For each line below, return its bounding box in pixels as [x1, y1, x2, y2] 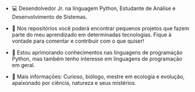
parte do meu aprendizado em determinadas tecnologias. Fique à [11, 31, 172, 38]
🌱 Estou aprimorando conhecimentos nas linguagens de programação [11, 49, 183, 56]
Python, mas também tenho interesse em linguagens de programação [11, 55, 183, 62]
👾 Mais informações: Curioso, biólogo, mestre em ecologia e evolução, [11, 73, 185, 80]
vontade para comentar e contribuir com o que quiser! [11, 37, 145, 45]
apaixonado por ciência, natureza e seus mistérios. [11, 80, 136, 86]
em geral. [11, 62, 36, 68]
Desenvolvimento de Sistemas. [11, 14, 88, 20]
